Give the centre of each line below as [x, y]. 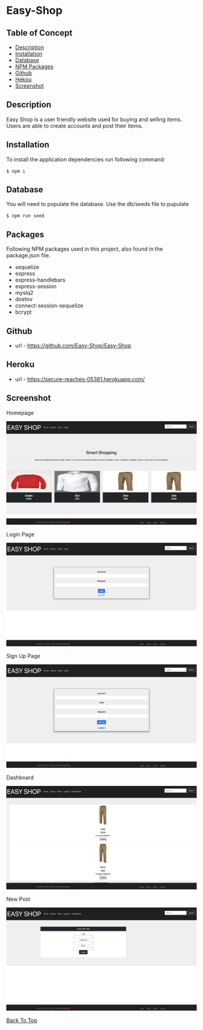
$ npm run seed [25, 216]
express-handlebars [40, 280]
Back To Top [22, 1020]
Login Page [21, 535]
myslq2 [24, 293]
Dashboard [20, 777]
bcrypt [23, 312]
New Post [18, 899]
